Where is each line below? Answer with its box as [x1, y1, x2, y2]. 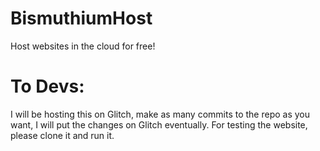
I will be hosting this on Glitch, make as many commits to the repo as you [10, 108, 311, 120]
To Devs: [10, 75, 85, 98]
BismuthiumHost [10, 7, 153, 30]
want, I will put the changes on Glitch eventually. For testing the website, [10, 118, 308, 131]
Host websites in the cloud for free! [10, 40, 156, 52]
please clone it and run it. [10, 129, 115, 141]
